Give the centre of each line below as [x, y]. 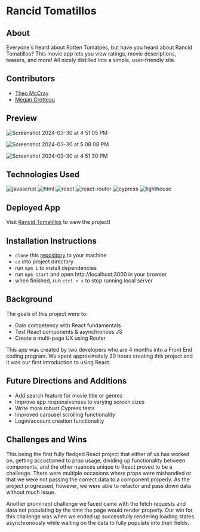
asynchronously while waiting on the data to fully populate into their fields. [98, 522]
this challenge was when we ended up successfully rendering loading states [100, 516]
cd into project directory [44, 262]
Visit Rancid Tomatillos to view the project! [58, 222]
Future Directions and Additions [67, 381]
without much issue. [31, 492]
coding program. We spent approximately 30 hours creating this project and [99, 356]
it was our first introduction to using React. [59, 362]
